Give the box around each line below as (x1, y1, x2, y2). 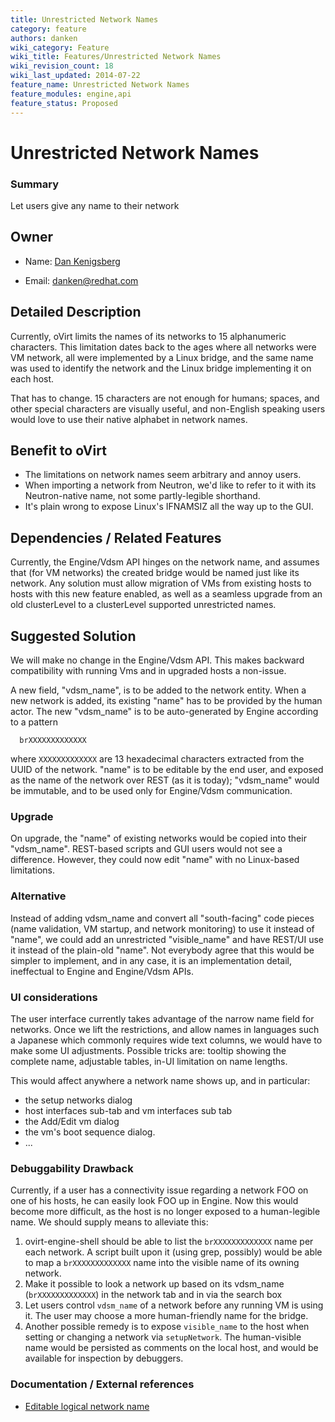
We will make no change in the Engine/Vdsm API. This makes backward (10, 654, 305, 666)
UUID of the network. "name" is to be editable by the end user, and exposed (10, 764, 324, 776)
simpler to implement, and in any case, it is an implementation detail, (10, 954, 292, 966)
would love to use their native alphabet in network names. (10, 413, 248, 425)
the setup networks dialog (24, 1094, 133, 1106)
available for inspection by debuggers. (24, 1352, 184, 1365)
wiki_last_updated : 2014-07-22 (10, 71, 141, 81)
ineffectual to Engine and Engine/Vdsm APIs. (10, 965, 194, 977)
